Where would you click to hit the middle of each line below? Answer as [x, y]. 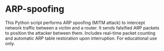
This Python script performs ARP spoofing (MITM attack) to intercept [75, 23]
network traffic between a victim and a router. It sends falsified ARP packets [82, 27]
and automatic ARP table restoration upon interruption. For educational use [81, 38]
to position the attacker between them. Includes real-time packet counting [80, 33]
